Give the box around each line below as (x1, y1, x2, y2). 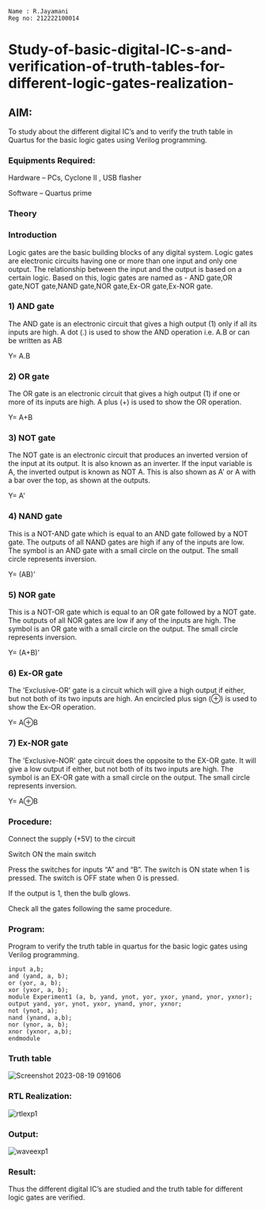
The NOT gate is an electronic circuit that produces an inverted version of (8, 450, 248, 460)
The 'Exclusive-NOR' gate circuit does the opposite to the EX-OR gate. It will (8, 755, 257, 765)
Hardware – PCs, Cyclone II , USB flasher (8, 173, 142, 182)
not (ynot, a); (8, 1007, 59, 1015)
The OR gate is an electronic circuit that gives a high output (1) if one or (8, 389, 240, 399)
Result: (8, 1166, 36, 1177)
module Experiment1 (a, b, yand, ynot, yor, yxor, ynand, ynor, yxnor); (8, 993, 253, 1002)
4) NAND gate (8, 511, 63, 522)
